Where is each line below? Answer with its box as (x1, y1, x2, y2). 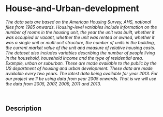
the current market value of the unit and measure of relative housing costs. (5, 45, 156, 50)
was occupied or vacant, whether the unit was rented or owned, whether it (5, 34, 155, 40)
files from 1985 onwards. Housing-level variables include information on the (5, 24, 157, 30)
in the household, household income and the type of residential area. (5, 55, 143, 61)
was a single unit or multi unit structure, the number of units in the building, (5, 39, 155, 45)
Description (5, 104, 42, 113)
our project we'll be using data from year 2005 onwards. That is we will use (5, 76, 157, 82)
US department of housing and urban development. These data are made (5, 65, 153, 71)
